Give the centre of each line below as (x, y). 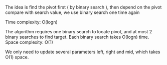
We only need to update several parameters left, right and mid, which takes (83, 52)
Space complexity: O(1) (29, 42)
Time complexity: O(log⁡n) (31, 22)
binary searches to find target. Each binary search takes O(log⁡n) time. (77, 37)
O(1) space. (17, 57)
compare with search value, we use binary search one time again (72, 12)
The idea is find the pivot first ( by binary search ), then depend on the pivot (83, 7)
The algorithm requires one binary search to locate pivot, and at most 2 (79, 32)
